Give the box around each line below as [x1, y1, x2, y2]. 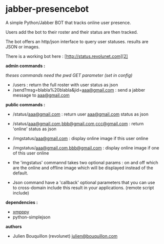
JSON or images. [5, 44, 40, 49]
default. [12, 170, 28, 176]
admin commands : [5, 63, 45, 69]
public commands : [5, 101, 45, 107]
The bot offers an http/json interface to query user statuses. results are [5, 38, 148, 45]
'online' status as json [12, 126, 57, 132]
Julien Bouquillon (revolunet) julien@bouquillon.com [12, 233, 118, 239]
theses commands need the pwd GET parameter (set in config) [5, 72, 133, 78]
